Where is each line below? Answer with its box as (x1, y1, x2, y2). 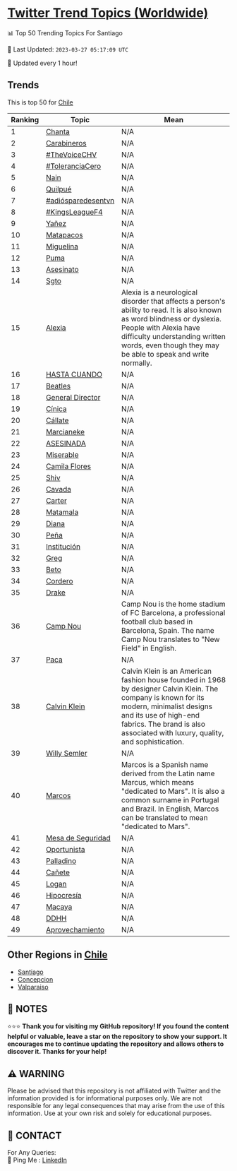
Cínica (45, 404, 67, 414)
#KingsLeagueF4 (45, 207, 104, 217)
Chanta (45, 126, 71, 136)
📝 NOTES (7, 1003, 48, 1015)
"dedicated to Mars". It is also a (121, 786, 226, 796)
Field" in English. (121, 643, 177, 653)
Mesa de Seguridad (45, 833, 111, 843)
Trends (7, 79, 39, 91)
